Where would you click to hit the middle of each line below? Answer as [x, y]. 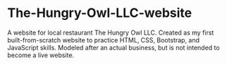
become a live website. [41, 55]
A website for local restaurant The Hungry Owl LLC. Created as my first [111, 32]
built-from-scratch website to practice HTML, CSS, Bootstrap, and [103, 40]
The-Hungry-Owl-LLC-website [100, 13]
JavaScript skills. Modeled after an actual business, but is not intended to [114, 47]
